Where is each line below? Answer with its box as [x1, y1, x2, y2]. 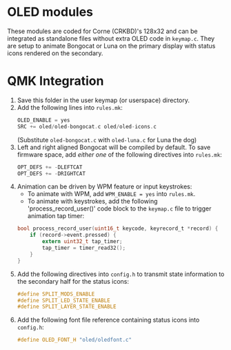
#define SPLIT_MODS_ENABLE [17, 291, 95, 298]
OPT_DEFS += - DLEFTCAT [17, 164, 83, 171]
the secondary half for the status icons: [17, 277, 130, 285]
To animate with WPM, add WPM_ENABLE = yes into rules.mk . [27, 190, 196, 198]
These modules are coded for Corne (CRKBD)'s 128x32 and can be [7, 27, 198, 35]
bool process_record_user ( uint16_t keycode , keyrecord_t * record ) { [17, 225, 219, 232]
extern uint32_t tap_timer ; [42, 238, 123, 245]
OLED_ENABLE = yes [17, 117, 70, 124]
